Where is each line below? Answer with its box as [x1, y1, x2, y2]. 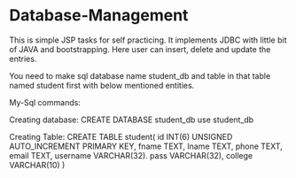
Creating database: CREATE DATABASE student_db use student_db [9, 114, 254, 125]
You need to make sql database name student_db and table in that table [9, 70, 271, 81]
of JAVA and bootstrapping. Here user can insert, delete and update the [9, 43, 271, 54]
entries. [9, 53, 37, 64]
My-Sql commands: [9, 97, 82, 107]
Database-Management [9, 5, 189, 26]
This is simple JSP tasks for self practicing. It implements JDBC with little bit [9, 35, 287, 45]
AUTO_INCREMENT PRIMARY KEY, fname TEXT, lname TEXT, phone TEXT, [9, 141, 284, 151]
